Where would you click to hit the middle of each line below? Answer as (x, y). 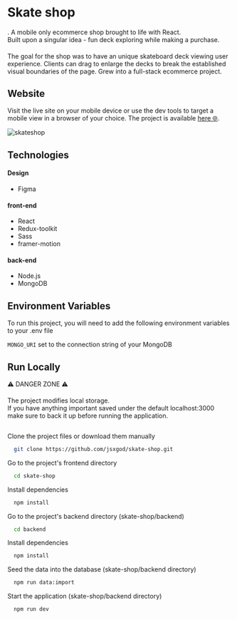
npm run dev (32, 609)
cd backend (30, 529)
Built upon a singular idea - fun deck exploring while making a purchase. (114, 39)
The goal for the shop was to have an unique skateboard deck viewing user (118, 56)
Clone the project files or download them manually (81, 436)
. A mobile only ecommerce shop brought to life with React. (94, 32)
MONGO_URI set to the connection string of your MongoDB (90, 345)
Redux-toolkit (37, 229)
